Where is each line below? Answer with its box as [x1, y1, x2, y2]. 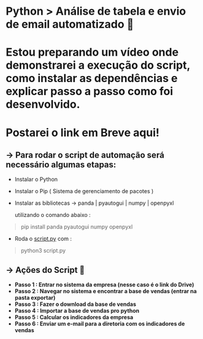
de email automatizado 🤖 [6, 17, 134, 31]
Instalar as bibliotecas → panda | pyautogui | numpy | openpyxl [14, 199, 174, 207]
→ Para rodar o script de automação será [6, 150, 165, 160]
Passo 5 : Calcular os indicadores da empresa [14, 314, 134, 321]
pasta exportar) [14, 294, 56, 302]
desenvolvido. [6, 97, 80, 112]
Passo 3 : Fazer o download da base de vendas [14, 300, 136, 308]
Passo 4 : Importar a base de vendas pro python [14, 307, 139, 314]
